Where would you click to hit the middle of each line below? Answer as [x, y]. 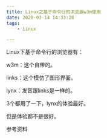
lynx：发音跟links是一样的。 [41, 91]
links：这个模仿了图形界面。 [41, 78]
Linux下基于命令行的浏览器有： [45, 52]
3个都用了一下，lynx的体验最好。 [47, 103]
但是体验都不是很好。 [33, 116]
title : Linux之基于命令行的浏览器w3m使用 [54, 12]
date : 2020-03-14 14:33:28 [40, 18]
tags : [13, 23]
